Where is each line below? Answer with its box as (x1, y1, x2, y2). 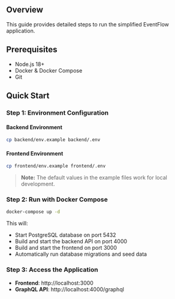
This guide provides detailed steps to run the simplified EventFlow (6, 20, 170, 28)
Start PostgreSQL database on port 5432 (14, 231, 116, 239)
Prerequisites (6, 44, 58, 55)
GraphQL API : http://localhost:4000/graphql (14, 285, 125, 293)
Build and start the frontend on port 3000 (14, 244, 117, 252)
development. (20, 180, 55, 188)
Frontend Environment (6, 149, 64, 157)
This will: (6, 220, 28, 227)
